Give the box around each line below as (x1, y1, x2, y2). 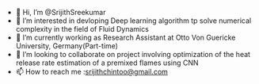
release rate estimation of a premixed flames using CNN (15, 58, 200, 67)
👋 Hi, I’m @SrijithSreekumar (15, 8, 106, 17)
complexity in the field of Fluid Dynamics (15, 25, 149, 33)
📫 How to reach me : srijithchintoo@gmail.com (15, 67, 169, 76)
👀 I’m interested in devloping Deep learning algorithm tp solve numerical (15, 16, 252, 25)
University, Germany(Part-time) (15, 41, 119, 51)
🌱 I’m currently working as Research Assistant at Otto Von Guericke (15, 32, 236, 42)
